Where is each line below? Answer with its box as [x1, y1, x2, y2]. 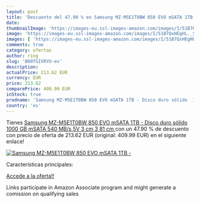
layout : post [6, 8, 39, 15]
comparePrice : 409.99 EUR [6, 86, 70, 92]
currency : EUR [6, 75, 42, 81]
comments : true [6, 42, 44, 48]
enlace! [6, 138, 24, 145]
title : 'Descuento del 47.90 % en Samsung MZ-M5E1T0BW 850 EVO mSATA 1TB [6, 14, 193, 20]
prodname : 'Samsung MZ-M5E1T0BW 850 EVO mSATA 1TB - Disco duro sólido [6, 97, 187, 103]
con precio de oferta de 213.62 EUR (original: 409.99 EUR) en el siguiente [6, 131, 186, 138]
